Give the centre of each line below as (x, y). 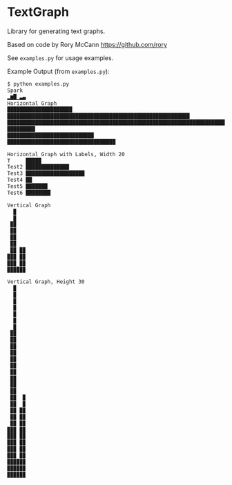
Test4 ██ (20, 180)
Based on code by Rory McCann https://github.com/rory (87, 44)
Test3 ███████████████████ (46, 173)
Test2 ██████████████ (38, 167)
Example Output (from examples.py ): (58, 71)
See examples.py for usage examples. (60, 58)
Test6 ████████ (29, 193)
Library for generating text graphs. (56, 31)
